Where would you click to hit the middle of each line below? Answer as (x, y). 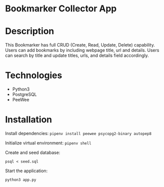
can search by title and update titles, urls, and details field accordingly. (77, 55)
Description (30, 31)
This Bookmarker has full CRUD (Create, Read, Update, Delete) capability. (80, 45)
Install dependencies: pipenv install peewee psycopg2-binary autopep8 (78, 133)
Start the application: (26, 171)
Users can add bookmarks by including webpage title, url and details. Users (82, 50)
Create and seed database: (33, 152)
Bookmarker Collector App (61, 9)
